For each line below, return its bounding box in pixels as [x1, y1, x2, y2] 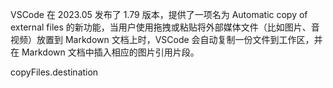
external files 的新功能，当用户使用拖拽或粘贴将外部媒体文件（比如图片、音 [10, 21, 320, 33]
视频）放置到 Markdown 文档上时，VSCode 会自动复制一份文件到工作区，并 [10, 34, 323, 45]
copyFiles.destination [10, 66, 99, 78]
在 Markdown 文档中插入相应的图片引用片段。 [10, 46, 200, 58]
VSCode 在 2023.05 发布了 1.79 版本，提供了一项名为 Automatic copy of [10, 9, 308, 20]
